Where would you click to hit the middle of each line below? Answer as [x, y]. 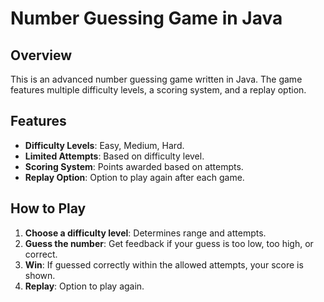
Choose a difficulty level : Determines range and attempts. [145, 233]
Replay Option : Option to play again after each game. [134, 177]
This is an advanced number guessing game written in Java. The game [156, 79]
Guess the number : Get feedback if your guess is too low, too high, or [169, 243]
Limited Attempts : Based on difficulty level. [114, 156]
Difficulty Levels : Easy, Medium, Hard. [104, 145]
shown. [40, 275]
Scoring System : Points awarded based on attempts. [134, 166]
